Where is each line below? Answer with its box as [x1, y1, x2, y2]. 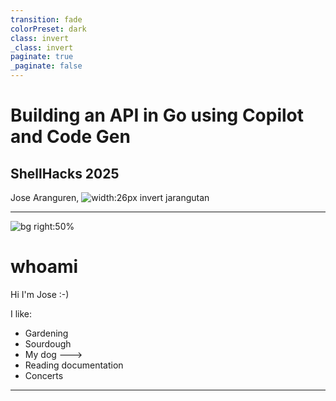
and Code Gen [10, 126, 131, 148]
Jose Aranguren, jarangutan [10, 192, 210, 203]
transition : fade [10, 14, 83, 25]
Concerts [24, 369, 64, 381]
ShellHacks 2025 [10, 165, 120, 182]
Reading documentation [24, 359, 124, 371]
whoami [10, 256, 79, 278]
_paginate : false [10, 61, 83, 71]
